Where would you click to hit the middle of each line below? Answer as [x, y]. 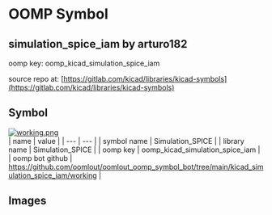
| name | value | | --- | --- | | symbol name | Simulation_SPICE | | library [126, 141]
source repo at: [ [36, 79]
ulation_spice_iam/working [53, 175]
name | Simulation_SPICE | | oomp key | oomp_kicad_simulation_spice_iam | [134, 150]
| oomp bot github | [40, 158]
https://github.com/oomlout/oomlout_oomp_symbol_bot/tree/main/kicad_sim [136, 167]
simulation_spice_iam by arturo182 [98, 44]
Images [28, 201]
